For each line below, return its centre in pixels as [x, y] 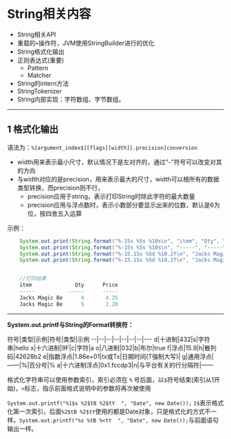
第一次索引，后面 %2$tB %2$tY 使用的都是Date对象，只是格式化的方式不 [112, 411]
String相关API [36, 34]
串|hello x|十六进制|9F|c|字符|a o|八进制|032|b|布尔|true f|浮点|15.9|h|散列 [112, 348]
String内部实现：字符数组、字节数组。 [71, 99]
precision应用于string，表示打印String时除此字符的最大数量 [111, 196]
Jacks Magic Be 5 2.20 [69, 304]
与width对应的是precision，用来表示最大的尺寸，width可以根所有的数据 [118, 179]
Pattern [38, 68]
